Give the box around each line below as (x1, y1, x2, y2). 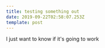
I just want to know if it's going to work (6, 36, 99, 43)
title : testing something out (6, 8, 80, 15)
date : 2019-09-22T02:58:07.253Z (6, 14, 85, 20)
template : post (6, 19, 43, 25)
